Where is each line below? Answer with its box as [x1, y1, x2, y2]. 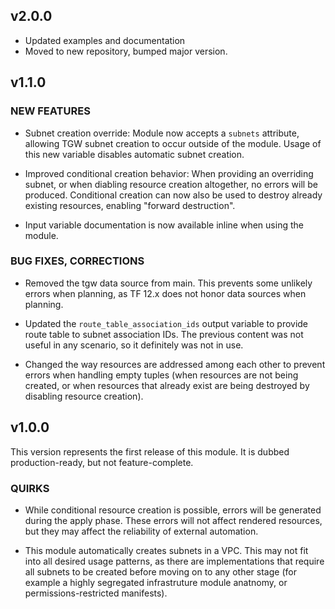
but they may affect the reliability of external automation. [24, 525, 259, 537]
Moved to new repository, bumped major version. [24, 45, 228, 57]
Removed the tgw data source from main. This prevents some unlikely [24, 277, 313, 289]
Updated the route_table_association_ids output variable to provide [24, 317, 309, 329]
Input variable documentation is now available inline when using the [24, 219, 304, 231]
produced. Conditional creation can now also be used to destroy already [24, 189, 323, 201]
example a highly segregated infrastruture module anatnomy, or [24, 576, 288, 588]
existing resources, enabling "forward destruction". [24, 199, 236, 211]
